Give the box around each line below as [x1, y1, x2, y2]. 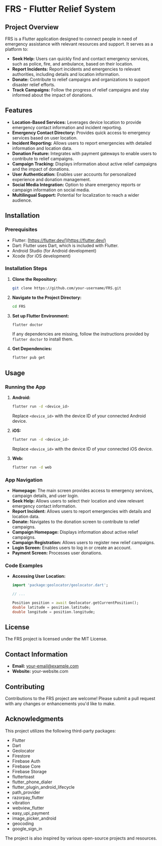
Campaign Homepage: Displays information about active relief [12, 529, 139, 535]
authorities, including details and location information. [12, 71, 120, 77]
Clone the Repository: [12, 276, 57, 282]
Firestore [12, 753, 31, 759]
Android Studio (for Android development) [12, 248, 97, 253]
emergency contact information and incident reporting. [12, 124, 123, 130]
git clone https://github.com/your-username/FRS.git [12, 285, 122, 291]
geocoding [12, 821, 34, 826]
